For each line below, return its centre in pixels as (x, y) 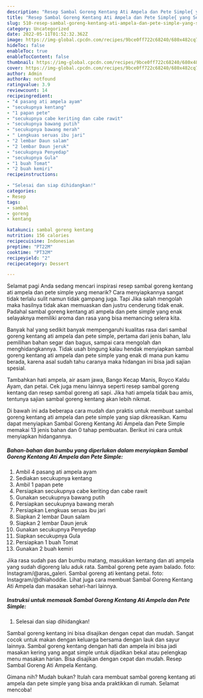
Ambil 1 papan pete (39, 485)
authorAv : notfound (31, 79)
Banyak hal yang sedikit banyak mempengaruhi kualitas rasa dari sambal (97, 330)
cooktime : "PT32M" (30, 252)
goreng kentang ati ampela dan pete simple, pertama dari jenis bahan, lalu (99, 336)
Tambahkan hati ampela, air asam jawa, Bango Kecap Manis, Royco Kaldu (98, 380)
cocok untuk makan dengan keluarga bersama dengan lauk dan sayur (93, 639)
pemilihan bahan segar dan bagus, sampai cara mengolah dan (84, 343)
